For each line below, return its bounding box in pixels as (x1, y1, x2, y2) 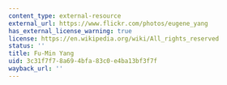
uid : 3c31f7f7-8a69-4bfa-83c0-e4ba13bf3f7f (8, 57, 158, 66)
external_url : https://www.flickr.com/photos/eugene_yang (8, 19, 208, 28)
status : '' (8, 42, 45, 50)
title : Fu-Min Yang (8, 49, 75, 57)
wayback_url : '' (8, 65, 63, 73)
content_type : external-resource (8, 11, 122, 20)
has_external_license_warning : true (8, 27, 132, 35)
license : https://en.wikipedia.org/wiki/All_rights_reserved (8, 34, 220, 43)
